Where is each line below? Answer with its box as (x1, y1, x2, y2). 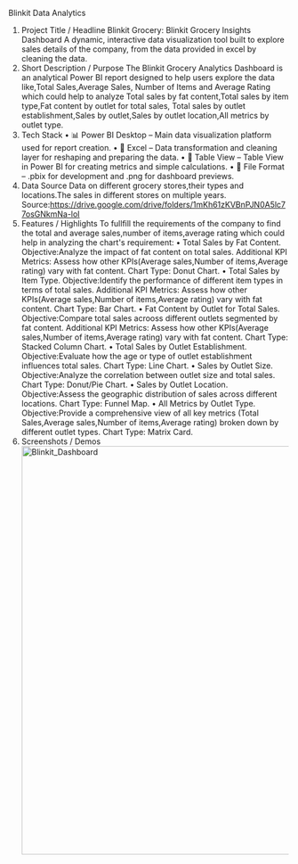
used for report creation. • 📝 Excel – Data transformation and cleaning (20, 143, 278, 152)
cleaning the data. (20, 53, 88, 63)
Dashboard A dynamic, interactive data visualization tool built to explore (20, 35, 286, 45)
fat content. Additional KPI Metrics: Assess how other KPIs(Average (20, 323, 269, 333)
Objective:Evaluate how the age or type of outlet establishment (20, 351, 253, 361)
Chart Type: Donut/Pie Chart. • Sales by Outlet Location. (20, 379, 229, 390)
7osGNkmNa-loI (20, 209, 81, 219)
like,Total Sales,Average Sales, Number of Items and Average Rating (20, 82, 270, 92)
